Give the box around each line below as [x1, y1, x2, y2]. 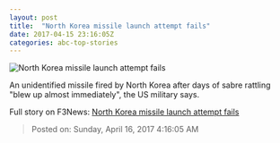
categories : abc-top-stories [9, 38, 118, 47]
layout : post [9, 13, 58, 22]
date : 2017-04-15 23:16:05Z [9, 29, 115, 38]
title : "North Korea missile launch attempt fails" [9, 21, 211, 30]
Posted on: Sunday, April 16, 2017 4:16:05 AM [31, 124, 199, 135]
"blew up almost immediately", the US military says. [9, 89, 200, 100]
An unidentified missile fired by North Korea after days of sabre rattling [9, 80, 271, 90]
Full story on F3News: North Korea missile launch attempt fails [9, 106, 240, 117]
